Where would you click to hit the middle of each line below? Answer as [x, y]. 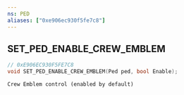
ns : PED [19, 14]
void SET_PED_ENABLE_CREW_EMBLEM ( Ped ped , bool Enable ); [93, 72]
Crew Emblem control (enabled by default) [70, 84]
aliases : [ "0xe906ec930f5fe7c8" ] [56, 20]
